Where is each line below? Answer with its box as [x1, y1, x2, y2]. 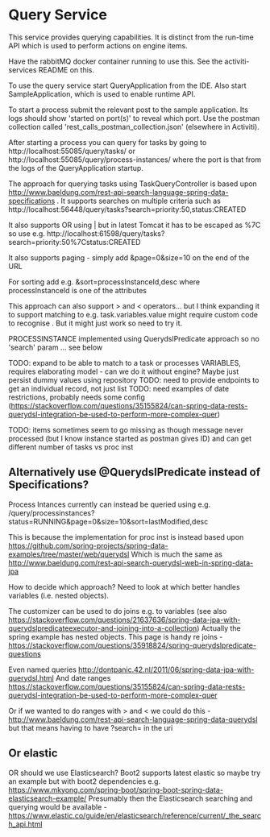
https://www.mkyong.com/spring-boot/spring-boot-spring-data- [8, 785, 224, 794]
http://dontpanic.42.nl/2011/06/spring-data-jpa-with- [77, 665, 255, 674]
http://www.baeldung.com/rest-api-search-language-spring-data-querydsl [8, 715, 258, 724]
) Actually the [196, 623, 241, 633]
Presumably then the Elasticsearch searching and [88, 793, 253, 803]
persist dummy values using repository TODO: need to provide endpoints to [8, 375, 260, 384]
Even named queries [8, 665, 77, 674]
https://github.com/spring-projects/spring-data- [8, 541, 168, 550]
